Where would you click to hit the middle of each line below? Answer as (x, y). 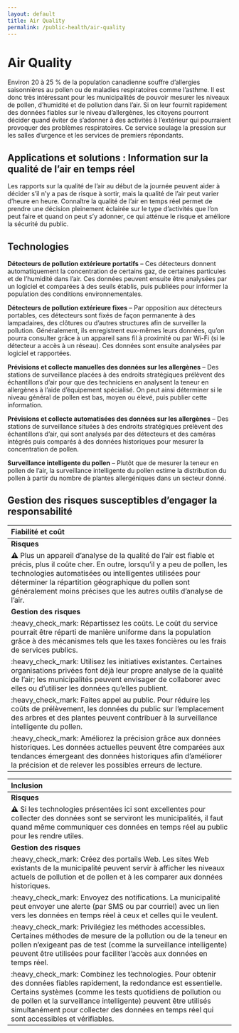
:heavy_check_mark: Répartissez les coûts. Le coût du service (115, 623)
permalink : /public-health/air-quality (67, 27)
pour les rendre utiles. (47, 835)
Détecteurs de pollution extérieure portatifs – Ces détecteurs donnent (112, 263)
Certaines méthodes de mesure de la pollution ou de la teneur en (119, 935)
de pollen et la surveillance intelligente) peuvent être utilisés (111, 1001)
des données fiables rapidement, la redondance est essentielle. (117, 983)
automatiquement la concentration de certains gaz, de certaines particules (117, 271)
